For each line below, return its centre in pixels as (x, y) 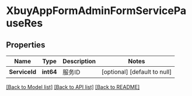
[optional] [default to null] (137, 72)
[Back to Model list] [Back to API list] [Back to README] (73, 87)
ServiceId (23, 72)
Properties (26, 45)
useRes (25, 23)
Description (79, 61)
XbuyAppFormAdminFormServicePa (96, 11)
